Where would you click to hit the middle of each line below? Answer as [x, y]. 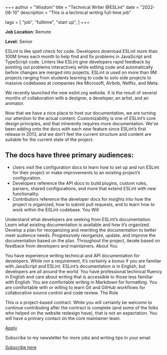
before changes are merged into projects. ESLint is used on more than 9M [81, 72]
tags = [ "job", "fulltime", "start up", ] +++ [47, 22]
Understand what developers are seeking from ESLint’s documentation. [78, 219]
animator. [15, 103]
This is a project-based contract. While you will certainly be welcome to [79, 302]
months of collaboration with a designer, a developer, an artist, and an [77, 98]
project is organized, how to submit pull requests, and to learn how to [83, 204]
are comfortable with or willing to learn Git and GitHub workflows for [75, 287]
